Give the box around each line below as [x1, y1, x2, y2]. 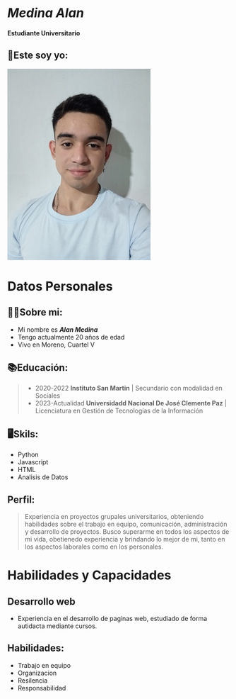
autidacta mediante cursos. [17, 622, 98, 630]
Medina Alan [7, 5, 85, 21]
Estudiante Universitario [7, 28, 81, 37]
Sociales [35, 391, 61, 400]
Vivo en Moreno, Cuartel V [17, 340, 95, 349]
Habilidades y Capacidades [7, 567, 172, 583]
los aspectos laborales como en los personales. [24, 542, 164, 551]
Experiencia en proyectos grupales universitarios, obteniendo [24, 513, 204, 521]
